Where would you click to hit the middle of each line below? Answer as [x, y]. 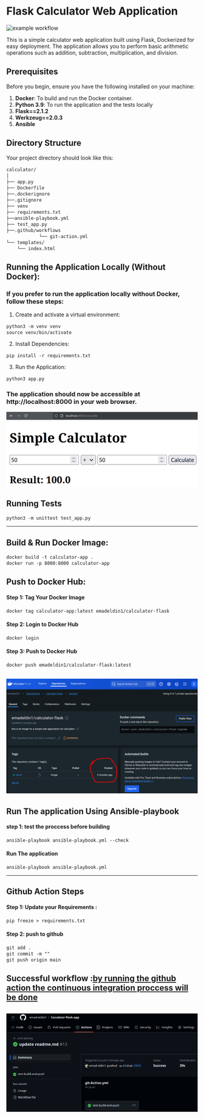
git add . [19, 948]
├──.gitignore [24, 200]
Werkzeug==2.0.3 [39, 117]
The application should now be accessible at [73, 394]
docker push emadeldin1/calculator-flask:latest [69, 665]
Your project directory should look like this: [60, 158]
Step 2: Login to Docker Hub [42, 624]
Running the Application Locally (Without [86, 267]
